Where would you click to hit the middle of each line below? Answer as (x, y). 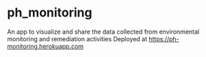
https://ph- (164, 38)
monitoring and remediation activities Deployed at (77, 38)
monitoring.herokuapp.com (46, 46)
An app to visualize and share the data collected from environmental (103, 32)
